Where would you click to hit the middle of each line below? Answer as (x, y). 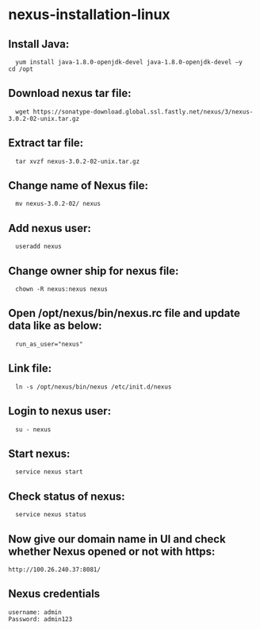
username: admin (35, 612)
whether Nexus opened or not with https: (112, 551)
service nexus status (51, 515)
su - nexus (33, 429)
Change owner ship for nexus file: (94, 271)
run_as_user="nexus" (49, 344)
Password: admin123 (40, 619)
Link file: (30, 368)
